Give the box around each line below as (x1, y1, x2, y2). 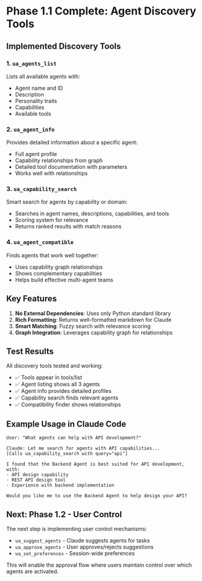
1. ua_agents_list (6, 59, 57, 68)
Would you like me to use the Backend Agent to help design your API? (6, 493, 188, 499)
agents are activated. (6, 568, 59, 575)
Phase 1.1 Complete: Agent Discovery (6, 4, 197, 18)
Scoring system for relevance (14, 216, 89, 224)
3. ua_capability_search (6, 185, 77, 193)
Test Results (6, 346, 54, 356)
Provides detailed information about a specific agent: (6, 139, 138, 146)
